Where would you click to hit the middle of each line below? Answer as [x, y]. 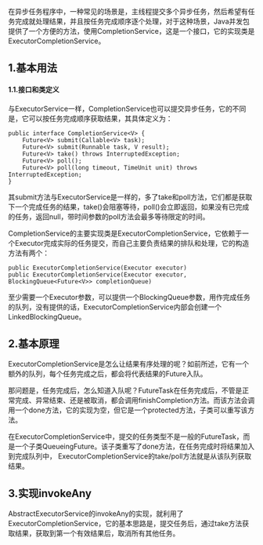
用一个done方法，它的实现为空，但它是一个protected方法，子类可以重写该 [128, 410]
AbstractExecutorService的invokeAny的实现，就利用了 [96, 514]
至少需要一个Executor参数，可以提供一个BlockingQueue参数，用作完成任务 [129, 297]
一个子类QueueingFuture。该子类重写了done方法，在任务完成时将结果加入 [135, 447]
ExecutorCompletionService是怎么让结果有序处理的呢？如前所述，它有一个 [128, 364]
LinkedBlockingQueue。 [47, 316]
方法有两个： [29, 253]
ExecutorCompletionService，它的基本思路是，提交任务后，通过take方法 [125, 524]
